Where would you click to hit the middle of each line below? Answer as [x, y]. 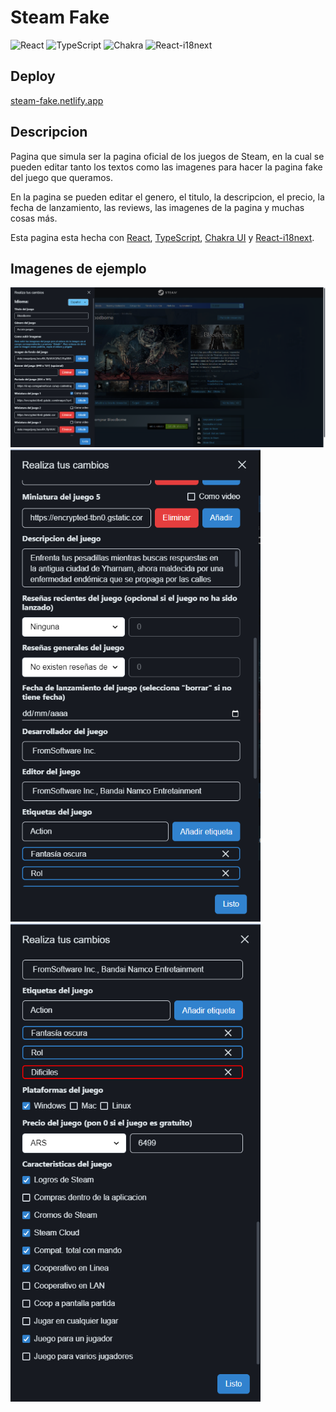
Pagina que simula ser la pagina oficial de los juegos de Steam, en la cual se [167, 156]
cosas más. [34, 218]
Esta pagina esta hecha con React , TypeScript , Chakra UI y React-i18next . [162, 237]
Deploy [33, 76]
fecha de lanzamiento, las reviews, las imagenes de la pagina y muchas [157, 207]
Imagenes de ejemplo [78, 268]
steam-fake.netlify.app [57, 100]
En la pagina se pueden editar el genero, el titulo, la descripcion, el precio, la [167, 197]
